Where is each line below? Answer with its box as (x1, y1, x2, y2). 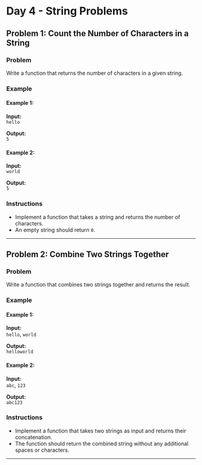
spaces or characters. (14, 446, 70, 454)
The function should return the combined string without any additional (14, 440, 189, 447)
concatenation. (14, 433, 52, 441)
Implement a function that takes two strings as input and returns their (14, 427, 186, 434)
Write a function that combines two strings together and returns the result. (6, 281, 191, 288)
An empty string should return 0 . (14, 226, 96, 233)
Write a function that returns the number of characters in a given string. (6, 69, 183, 77)
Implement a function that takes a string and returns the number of (14, 213, 180, 221)
